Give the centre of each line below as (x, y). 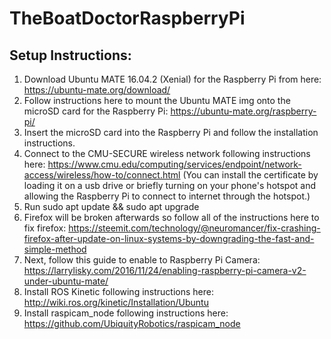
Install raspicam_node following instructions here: (126, 313)
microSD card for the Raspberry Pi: (96, 111)
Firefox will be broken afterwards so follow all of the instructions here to (171, 217)
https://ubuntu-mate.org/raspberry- (243, 111)
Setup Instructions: (70, 55)
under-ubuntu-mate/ (66, 281)
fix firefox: (45, 228)
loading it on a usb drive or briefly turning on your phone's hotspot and (170, 185)
